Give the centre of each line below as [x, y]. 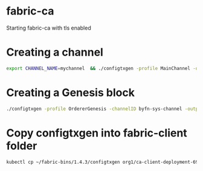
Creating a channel [55, 52]
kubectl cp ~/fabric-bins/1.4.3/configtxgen [63, 162]
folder [22, 146]
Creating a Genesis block [70, 92]
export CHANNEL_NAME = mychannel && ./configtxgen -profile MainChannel [98, 68]
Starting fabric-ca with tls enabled [49, 28]
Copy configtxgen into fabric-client [97, 133]
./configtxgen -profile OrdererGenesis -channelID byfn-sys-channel [94, 109]
